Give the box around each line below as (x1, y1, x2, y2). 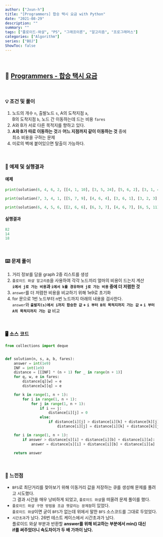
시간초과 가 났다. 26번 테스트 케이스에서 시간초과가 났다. (12, 515, 115, 520)
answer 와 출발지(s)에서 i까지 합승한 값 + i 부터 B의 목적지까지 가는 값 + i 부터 (12, 302, 155, 308)
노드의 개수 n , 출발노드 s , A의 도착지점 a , (12, 110, 89, 116)
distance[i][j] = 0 (48, 410, 88, 416)
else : (39, 415, 51, 420)
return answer (14, 450, 42, 455)
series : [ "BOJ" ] (5, 39, 38, 44)
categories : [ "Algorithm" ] (5, 35, 60, 39)
